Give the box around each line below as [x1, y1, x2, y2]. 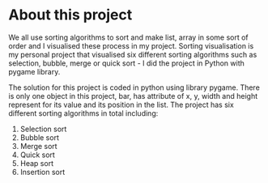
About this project [8, 6, 133, 24]
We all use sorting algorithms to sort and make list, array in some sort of [8, 32, 249, 42]
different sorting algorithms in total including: [8, 108, 159, 118]
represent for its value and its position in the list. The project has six [8, 100, 235, 109]
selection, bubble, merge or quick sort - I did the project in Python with [8, 58, 245, 68]
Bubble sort [19, 132, 59, 143]
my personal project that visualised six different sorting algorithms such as [8, 49, 257, 59]
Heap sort [19, 158, 54, 168]
